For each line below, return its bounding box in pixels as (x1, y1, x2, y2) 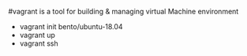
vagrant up (19, 31, 55, 39)
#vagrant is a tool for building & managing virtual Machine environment (8, 7, 239, 16)
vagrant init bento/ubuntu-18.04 (19, 22, 124, 31)
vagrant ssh (19, 39, 59, 48)
